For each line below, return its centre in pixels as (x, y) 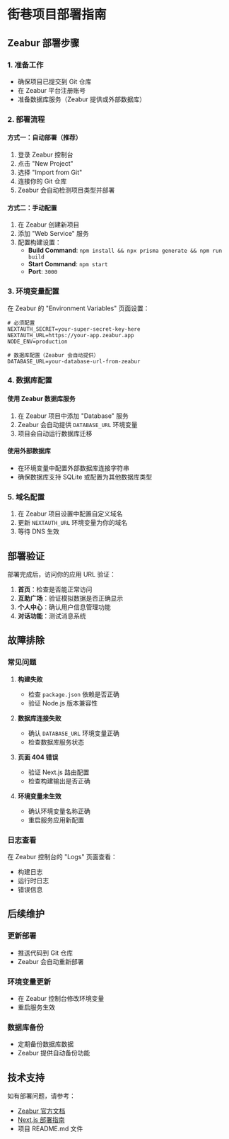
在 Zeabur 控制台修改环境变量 (61, 998)
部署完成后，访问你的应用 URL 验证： (62, 574)
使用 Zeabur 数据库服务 (41, 399)
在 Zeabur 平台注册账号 (52, 90)
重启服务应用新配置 (56, 820)
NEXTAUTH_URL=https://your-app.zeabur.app (71, 335)
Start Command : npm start (68, 264)
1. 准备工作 (25, 64)
